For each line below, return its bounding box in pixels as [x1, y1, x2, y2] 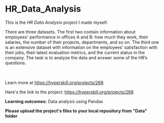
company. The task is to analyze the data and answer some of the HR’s [5, 54, 148, 60]
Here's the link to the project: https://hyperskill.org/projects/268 [5, 89, 134, 95]
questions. [5, 60, 26, 66]
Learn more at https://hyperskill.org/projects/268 [5, 79, 104, 86]
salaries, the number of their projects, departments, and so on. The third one [5, 39, 159, 45]
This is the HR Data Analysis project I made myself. [5, 19, 108, 25]
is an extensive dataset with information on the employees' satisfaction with [5, 44, 158, 50]
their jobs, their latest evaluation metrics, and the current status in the [5, 50, 145, 55]
